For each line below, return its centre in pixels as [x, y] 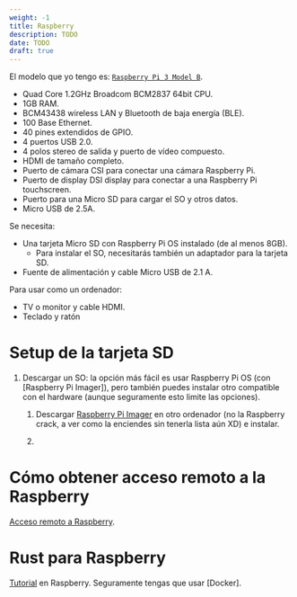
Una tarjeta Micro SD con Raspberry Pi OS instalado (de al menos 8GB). [155, 244]
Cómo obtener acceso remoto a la [138, 478]
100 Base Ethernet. [57, 123]
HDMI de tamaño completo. [73, 161]
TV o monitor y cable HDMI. [74, 307]
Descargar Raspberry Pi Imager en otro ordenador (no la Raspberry [160, 414]
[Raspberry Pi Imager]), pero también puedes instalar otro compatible [151, 388]
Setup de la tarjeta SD [92, 353]
